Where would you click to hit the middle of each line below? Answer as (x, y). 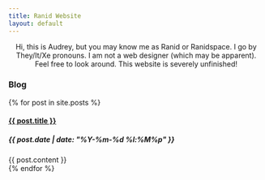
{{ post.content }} (38, 160)
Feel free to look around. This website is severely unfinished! (136, 64)
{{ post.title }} (32, 121)
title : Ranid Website (45, 16)
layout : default (36, 24)
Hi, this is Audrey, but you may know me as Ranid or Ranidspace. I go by (136, 46)
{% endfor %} (32, 169)
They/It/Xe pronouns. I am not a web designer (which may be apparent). (136, 55)
